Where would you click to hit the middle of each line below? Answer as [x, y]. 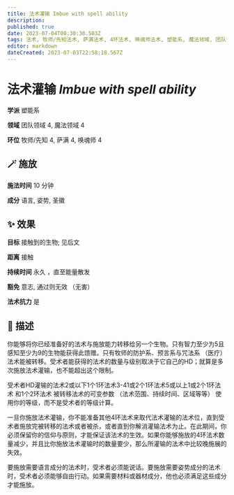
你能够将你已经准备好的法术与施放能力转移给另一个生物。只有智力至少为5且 [116, 344]
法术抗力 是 [23, 302]
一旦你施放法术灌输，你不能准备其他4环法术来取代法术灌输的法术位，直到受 [116, 417]
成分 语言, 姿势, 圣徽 [36, 200]
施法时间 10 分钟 [31, 185]
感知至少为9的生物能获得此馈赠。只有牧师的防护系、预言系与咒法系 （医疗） [117, 353]
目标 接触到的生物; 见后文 [44, 243]
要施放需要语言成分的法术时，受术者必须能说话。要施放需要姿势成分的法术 [114, 467]
